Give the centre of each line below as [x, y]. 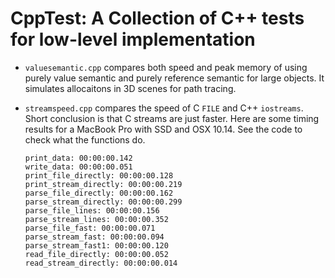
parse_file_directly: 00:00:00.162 [99, 193]
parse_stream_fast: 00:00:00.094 [94, 237]
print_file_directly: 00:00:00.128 [99, 175]
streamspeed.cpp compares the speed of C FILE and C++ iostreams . [164, 108]
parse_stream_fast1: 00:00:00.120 [96, 245]
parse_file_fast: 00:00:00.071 [90, 228]
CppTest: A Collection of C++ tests [157, 18]
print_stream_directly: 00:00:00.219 [103, 184]
